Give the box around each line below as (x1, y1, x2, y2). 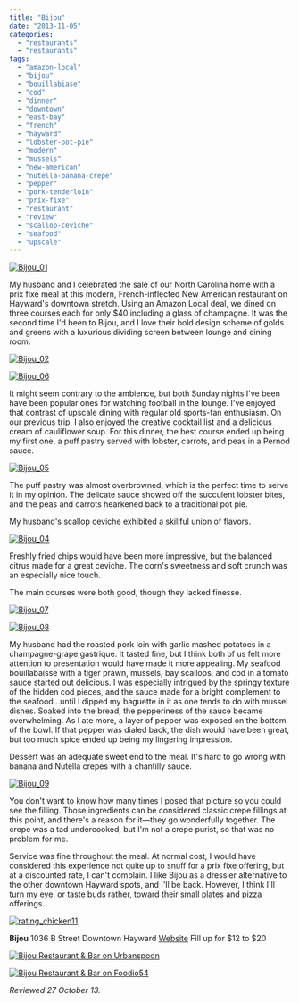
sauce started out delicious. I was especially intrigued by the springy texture (9, 677, 290, 688)
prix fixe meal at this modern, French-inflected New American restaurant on (9, 289, 288, 299)
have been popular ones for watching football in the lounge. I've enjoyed (9, 398, 276, 409)
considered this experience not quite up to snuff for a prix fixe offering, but (9, 860, 285, 872)
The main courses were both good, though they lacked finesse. (9, 587, 243, 598)
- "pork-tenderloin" (17, 188, 94, 197)
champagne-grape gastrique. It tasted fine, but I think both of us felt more (9, 649, 281, 660)
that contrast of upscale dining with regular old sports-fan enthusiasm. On (9, 408, 282, 418)
